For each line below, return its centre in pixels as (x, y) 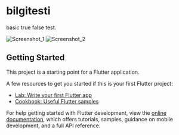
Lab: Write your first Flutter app (53, 95)
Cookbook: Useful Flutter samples (57, 101)
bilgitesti (28, 11)
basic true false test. (31, 27)
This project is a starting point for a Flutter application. (73, 72)
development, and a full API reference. (53, 125)
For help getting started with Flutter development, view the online (87, 113)
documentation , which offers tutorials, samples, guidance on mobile (89, 119)
